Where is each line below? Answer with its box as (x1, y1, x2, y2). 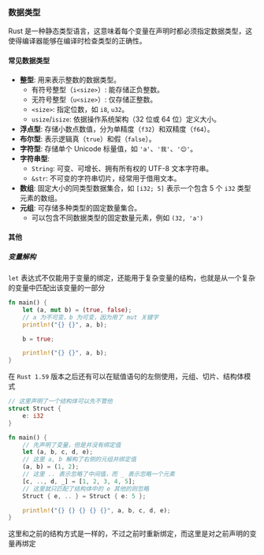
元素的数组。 (19, 193, 61, 203)
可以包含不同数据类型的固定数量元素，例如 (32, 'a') (31, 213, 203, 222)
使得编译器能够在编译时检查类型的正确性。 (8, 36, 147, 46)
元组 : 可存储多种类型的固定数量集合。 (19, 203, 142, 212)
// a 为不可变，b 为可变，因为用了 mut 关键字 (22, 313, 159, 321)
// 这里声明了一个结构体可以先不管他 (8, 397, 113, 405)
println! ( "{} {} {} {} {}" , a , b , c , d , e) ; (22, 506, 171, 514)
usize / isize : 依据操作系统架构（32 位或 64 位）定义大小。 (31, 114, 221, 124)
